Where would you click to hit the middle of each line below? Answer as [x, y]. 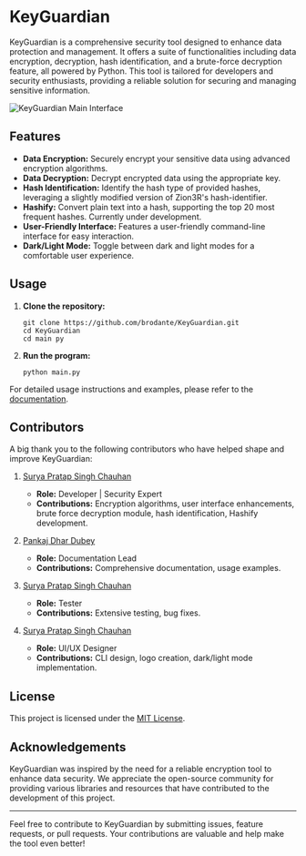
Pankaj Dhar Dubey [59, 541]
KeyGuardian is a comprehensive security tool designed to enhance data [146, 42]
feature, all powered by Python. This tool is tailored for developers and [142, 71]
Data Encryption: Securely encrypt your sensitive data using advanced [156, 158]
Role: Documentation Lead [87, 558]
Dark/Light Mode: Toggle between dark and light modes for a [138, 245]
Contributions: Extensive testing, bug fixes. [118, 613]
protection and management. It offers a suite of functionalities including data [153, 51]
